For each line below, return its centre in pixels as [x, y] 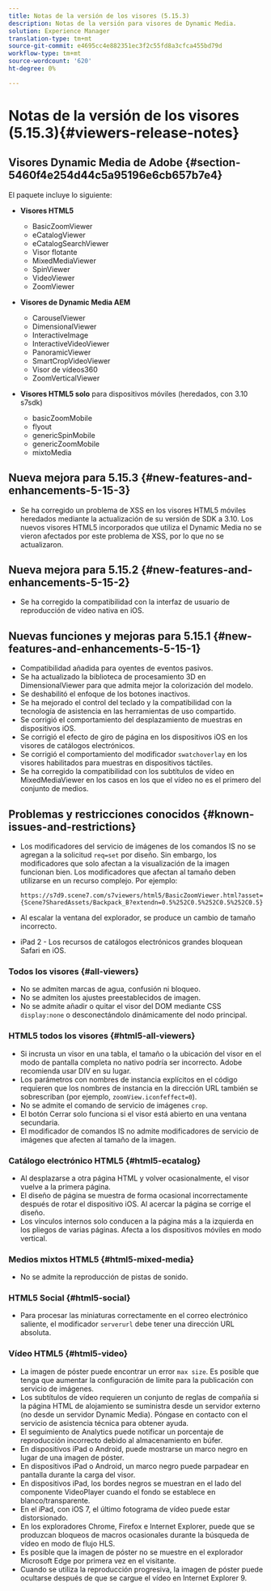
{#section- [213, 163]
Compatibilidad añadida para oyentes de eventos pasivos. [116, 668]
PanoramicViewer [61, 352]
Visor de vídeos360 [65, 369]
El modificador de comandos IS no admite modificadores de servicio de [139, 1131]
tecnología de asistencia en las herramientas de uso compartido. [128, 711]
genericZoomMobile [66, 444]
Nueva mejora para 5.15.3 [74, 478]
